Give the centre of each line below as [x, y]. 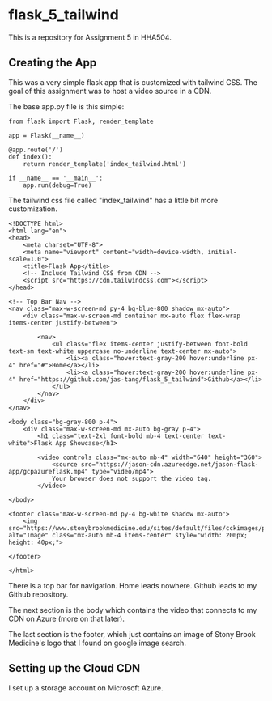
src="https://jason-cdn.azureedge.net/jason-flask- [170, 464]
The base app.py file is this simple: [66, 106]
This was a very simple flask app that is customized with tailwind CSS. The [133, 82]
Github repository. [38, 594]
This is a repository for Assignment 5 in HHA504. [90, 37]
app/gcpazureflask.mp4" [49, 471]
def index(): [30, 157]
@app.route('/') [36, 150]
